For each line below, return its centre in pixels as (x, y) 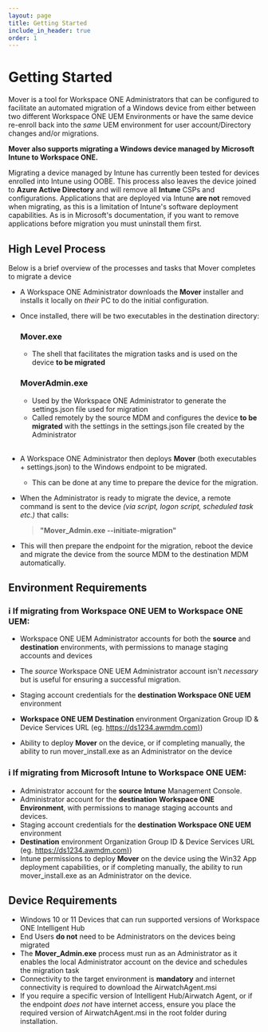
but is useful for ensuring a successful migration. (100, 680)
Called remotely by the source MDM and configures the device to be (144, 417)
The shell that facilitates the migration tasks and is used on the (134, 354)
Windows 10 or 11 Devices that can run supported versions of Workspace (140, 919)
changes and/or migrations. (54, 133)
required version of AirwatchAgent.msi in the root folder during (123, 1013)
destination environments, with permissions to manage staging (124, 647)
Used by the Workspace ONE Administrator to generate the (129, 401)
